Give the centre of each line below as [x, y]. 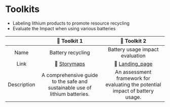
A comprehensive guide [70, 75]
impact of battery [133, 90]
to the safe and [70, 81]
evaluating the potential [133, 84]
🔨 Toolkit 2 [133, 41]
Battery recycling [70, 52]
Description [22, 84]
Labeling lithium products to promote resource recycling [71, 23]
